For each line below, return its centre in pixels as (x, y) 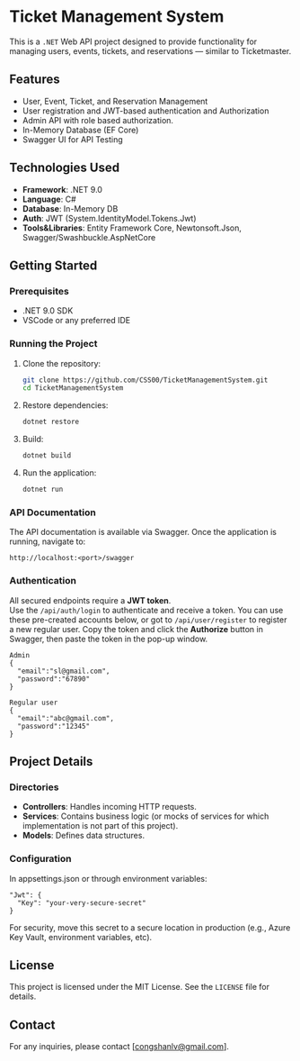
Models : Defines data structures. (84, 836)
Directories (34, 787)
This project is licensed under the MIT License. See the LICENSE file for (139, 987)
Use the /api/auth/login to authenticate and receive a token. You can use (146, 610)
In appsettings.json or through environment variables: (108, 878)
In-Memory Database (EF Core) (80, 130)
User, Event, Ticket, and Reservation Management (115, 101)
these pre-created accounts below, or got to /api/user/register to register (148, 620)
